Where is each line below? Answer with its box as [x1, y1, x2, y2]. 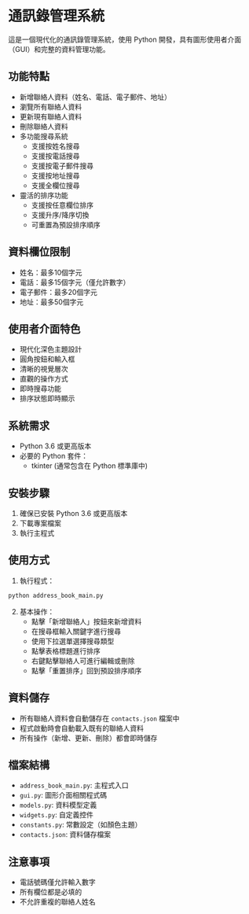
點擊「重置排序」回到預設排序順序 [31, 665, 142, 675]
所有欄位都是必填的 [19, 887, 82, 897]
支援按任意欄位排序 [31, 200, 94, 209]
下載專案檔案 [19, 518, 61, 528]
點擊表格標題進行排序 [31, 646, 101, 655]
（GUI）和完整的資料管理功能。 [8, 44, 110, 53]
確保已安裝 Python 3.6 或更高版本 [19, 509, 128, 518]
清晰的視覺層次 [19, 364, 68, 374]
